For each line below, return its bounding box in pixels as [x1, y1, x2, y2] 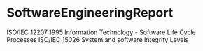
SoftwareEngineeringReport [6, 5, 174, 21]
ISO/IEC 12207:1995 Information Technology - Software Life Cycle [6, 28, 197, 36]
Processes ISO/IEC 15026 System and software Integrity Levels [6, 35, 189, 43]
